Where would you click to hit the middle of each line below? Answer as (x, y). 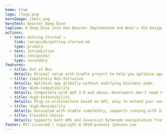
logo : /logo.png (22, 14)
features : (15, 65)
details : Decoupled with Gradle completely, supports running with (85, 111)
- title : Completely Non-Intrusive (46, 79)
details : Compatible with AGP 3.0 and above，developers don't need (86, 92)
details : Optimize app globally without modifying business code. (84, 83)
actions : (14, 33)
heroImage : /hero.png (28, 19)
